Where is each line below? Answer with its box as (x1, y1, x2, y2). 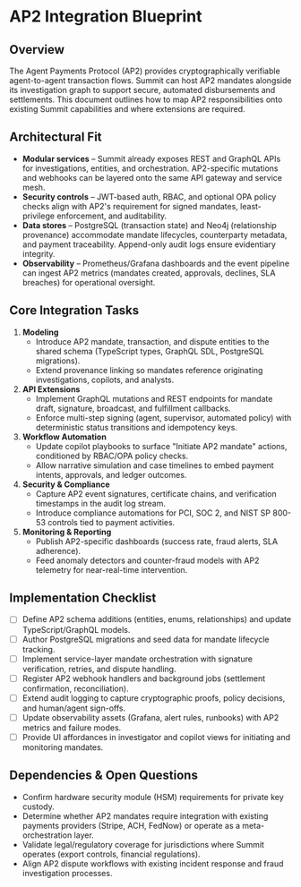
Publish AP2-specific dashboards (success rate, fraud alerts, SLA (35, 535, 279, 547)
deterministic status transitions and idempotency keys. (35, 422, 237, 432)
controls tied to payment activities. (47, 516, 176, 527)
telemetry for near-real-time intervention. (35, 564, 188, 575)
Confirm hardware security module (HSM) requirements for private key (21, 791, 284, 802)
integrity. (21, 248, 56, 259)
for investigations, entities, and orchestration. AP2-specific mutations (21, 163, 279, 174)
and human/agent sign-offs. (21, 703, 126, 713)
